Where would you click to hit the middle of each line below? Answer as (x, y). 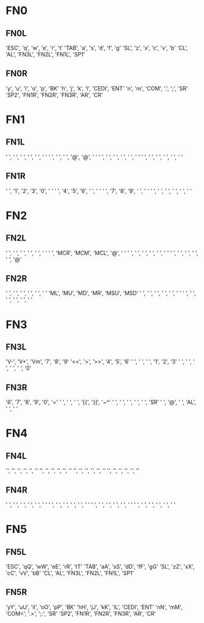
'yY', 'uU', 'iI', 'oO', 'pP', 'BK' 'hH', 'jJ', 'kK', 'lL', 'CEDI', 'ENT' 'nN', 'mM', (94, 607)
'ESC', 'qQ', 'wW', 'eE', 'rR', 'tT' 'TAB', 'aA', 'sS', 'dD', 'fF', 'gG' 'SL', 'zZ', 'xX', (100, 567)
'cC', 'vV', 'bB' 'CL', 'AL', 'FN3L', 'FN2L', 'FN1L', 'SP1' (70, 573)
